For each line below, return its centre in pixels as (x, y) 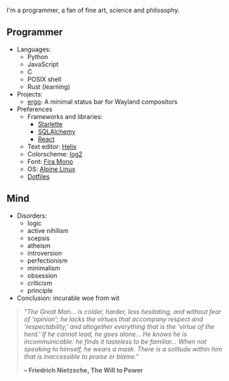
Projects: (30, 94)
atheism (39, 245)
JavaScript (43, 64)
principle (40, 290)
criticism (40, 283)
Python (38, 56)
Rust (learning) (49, 87)
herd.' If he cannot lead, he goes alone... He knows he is (105, 334)
